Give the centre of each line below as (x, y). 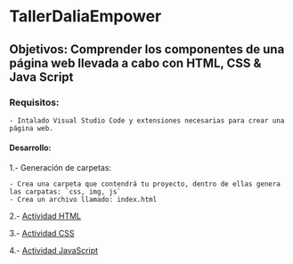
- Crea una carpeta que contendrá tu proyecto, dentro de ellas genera (145, 184)
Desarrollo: (30, 148)
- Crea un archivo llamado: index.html (83, 200)
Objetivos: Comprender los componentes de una (147, 49)
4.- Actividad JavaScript (54, 251)
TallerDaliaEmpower (85, 16)
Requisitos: (34, 102)
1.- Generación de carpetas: (61, 168)
